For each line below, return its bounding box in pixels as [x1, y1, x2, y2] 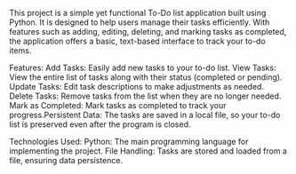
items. [9, 45, 32, 56]
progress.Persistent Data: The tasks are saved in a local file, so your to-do [9, 110, 281, 120]
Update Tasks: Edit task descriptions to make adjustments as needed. [9, 82, 265, 91]
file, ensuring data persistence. [9, 155, 123, 165]
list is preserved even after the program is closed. [9, 119, 191, 130]
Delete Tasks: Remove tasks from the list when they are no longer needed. [9, 91, 282, 101]
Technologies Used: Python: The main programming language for [9, 137, 249, 146]
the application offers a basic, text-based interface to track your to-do [9, 36, 267, 46]
